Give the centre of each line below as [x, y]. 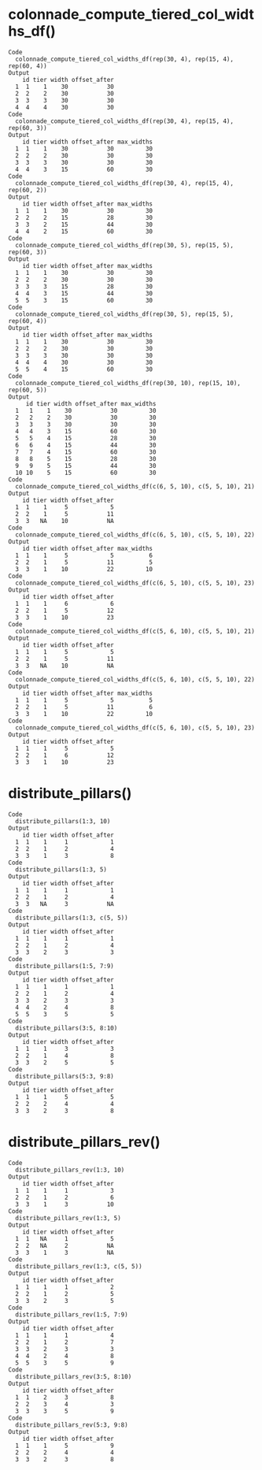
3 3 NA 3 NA [65, 904]
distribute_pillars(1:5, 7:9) [65, 966]
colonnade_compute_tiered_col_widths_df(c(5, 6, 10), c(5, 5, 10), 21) [135, 631]
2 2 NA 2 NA [65, 1245]
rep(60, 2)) [28, 190]
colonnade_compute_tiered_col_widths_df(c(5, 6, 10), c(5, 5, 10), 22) [135, 679]
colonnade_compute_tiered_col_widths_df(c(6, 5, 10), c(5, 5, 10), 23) [135, 583]
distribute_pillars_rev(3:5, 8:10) [74, 1376]
